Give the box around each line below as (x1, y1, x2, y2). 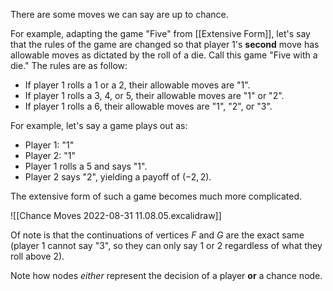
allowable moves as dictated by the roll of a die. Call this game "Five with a (10, 49, 318, 61)
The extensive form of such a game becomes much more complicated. (10, 190, 303, 202)
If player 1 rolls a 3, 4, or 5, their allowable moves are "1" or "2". (24, 90, 285, 101)
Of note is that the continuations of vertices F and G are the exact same (10, 229, 305, 241)
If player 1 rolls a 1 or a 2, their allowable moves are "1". (24, 79, 251, 91)
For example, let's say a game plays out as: (10, 120, 188, 131)
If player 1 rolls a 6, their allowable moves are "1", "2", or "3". (24, 100, 273, 112)
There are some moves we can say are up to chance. (10, 9, 229, 20)
